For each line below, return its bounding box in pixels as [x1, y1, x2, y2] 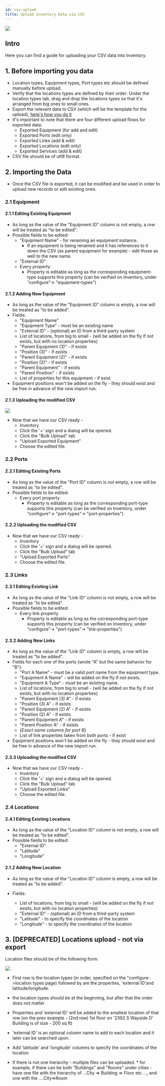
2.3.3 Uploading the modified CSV [5, 754, 77, 760]
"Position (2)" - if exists [19, 359, 67, 366]
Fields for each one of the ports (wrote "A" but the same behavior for [12, 659, 152, 665]
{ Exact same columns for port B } [19, 727, 87, 733]
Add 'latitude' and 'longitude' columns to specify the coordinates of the [12, 1044, 157, 1050]
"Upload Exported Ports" [19, 554, 70, 560]
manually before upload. [12, 85, 62, 91]
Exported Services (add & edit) [19, 148, 82, 154]
